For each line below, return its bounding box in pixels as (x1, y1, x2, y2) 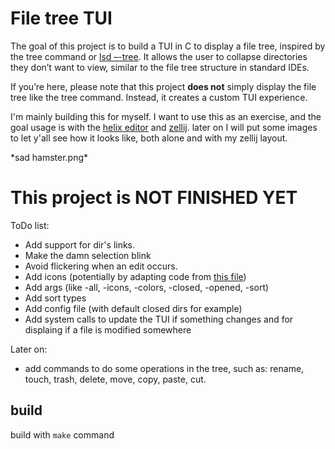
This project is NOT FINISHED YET (10, 187, 298, 209)
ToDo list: (10, 219, 50, 231)
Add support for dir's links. (24, 238, 136, 251)
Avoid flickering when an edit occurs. (24, 260, 178, 272)
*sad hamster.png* (10, 151, 89, 163)
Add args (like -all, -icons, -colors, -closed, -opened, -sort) (24, 281, 270, 293)
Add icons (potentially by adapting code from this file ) (24, 270, 247, 282)
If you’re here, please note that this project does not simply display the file (10, 80, 317, 92)
